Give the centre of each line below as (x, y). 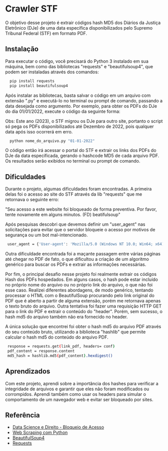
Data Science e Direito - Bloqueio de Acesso (58, 427)
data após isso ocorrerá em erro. (39, 131)
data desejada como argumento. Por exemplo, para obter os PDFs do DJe (81, 106)
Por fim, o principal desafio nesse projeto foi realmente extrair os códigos (81, 274)
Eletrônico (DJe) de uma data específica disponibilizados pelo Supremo (79, 28)
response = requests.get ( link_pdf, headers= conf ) (61, 347)
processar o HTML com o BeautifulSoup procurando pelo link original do (80, 295)
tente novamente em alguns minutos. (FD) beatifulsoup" (63, 215)
